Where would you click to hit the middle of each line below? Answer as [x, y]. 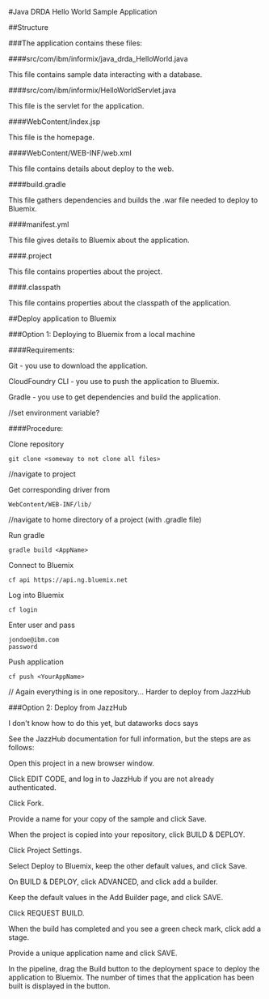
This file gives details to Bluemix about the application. [99, 240]
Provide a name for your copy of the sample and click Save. [108, 819]
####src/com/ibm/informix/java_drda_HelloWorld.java [98, 59]
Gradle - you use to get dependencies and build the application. [114, 397]
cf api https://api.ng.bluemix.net [68, 580]
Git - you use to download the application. [78, 365]
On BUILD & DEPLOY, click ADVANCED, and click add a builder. [113, 882]
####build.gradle [37, 184]
